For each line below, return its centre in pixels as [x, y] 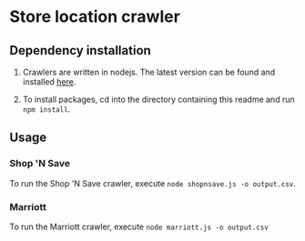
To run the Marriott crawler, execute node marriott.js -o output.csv [139, 226]
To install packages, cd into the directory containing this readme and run [158, 99]
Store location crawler [95, 17]
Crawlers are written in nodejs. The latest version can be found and [149, 72]
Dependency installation [81, 50]
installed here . [49, 82]
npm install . [46, 109]
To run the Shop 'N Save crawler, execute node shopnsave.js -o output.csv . [152, 183]
